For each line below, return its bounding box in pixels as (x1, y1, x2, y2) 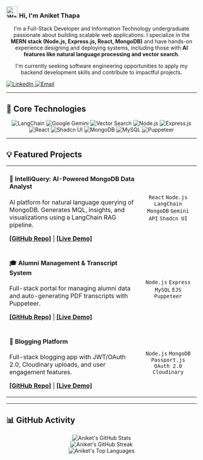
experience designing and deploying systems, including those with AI (14, 44, 188, 51)
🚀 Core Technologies (6, 103, 86, 114)
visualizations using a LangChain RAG (9, 213, 117, 222)
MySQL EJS (155, 286, 182, 293)
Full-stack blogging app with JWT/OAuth (9, 353, 126, 361)
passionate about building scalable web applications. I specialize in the (13, 31, 190, 39)
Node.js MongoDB (145, 350, 191, 357)
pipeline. (9, 220, 34, 229)
